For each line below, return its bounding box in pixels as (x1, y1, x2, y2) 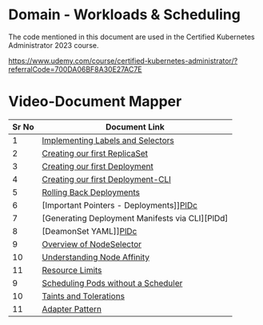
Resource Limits (42, 264, 102, 275)
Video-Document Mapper (8, 93, 182, 111)
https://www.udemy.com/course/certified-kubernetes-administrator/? (8, 56, 238, 65)
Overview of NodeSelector (42, 238, 142, 249)
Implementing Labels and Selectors (42, 134, 174, 145)
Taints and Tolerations (42, 290, 126, 301)
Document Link (105, 121, 165, 133)
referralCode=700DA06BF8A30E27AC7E (8, 64, 142, 73)
